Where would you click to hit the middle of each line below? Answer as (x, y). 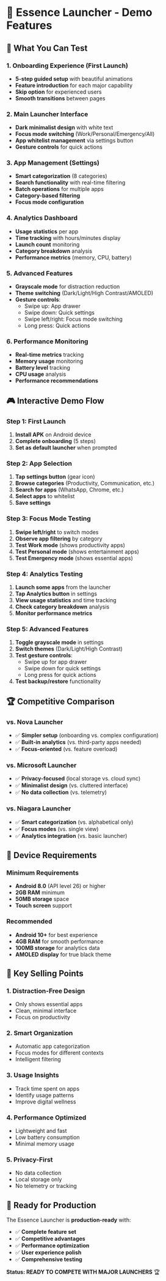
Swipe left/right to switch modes (57, 532)
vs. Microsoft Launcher (41, 765)
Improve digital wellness (45, 1102)
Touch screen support (43, 906)
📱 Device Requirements (52, 855)
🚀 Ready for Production (51, 1205)
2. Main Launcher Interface (47, 114)
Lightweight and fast (41, 1131)
